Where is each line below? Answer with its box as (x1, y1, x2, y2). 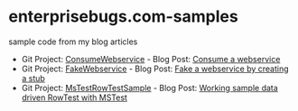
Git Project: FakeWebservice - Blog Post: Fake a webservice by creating (21, 63, 290, 74)
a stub (21, 72, 46, 83)
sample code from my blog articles (8, 36, 138, 47)
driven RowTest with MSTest (21, 92, 128, 103)
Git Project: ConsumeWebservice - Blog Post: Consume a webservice (21, 53, 281, 64)
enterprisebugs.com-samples (8, 6, 238, 27)
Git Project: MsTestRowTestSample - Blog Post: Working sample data (21, 82, 279, 93)
